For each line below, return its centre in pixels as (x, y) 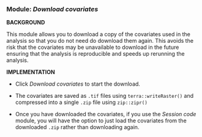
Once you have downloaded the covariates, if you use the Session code (106, 114)
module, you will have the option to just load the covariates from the (101, 120)
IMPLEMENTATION (31, 72)
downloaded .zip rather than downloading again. (77, 127)
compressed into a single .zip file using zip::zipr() (81, 102)
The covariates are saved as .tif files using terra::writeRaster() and (104, 96)
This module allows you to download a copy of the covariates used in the (99, 34)
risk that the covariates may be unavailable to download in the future (93, 47)
